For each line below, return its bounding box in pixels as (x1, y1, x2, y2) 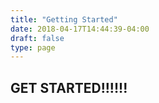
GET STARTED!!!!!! (10, 79, 128, 96)
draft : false (10, 33, 65, 43)
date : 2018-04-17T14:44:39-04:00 (10, 24, 150, 34)
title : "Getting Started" (10, 14, 118, 25)
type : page (10, 42, 56, 53)
